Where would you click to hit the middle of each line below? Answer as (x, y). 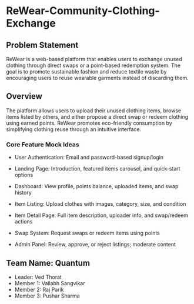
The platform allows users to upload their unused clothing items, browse (93, 111)
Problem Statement (42, 45)
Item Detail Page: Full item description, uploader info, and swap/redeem (101, 215)
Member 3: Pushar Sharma (47, 296)
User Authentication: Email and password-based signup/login (89, 158)
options (24, 175)
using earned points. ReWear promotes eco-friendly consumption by (89, 123)
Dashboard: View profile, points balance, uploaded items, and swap (96, 186)
